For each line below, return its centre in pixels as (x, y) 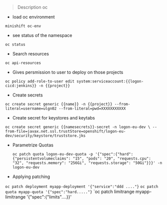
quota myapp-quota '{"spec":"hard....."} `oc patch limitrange (70, 191)
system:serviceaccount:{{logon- (110, 81)
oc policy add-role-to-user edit (40, 81)
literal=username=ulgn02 (31, 108)
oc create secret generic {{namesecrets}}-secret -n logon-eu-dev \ (78, 127)
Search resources (31, 54)
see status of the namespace (42, 35)
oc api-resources (23, 63)
